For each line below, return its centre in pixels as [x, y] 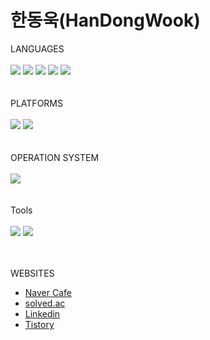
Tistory [39, 324]
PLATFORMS [36, 103]
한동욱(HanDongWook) [105, 20]
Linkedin [42, 313]
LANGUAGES [37, 48]
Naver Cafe [48, 292]
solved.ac [45, 303]
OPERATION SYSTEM [55, 157]
